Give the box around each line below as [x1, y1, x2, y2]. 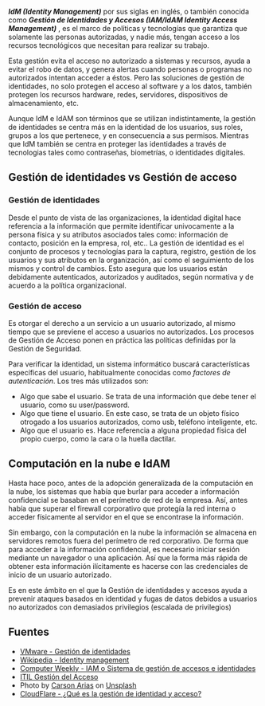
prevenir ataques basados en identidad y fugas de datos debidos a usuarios [8, 594, 258, 603]
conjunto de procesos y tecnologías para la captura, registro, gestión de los [8, 246, 256, 256]
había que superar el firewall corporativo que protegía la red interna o [8, 504, 236, 513]
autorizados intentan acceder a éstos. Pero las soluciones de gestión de [8, 73, 245, 82]
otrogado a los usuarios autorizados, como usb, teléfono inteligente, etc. [19, 417, 258, 426]
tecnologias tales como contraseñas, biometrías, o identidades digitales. [8, 147, 246, 157]
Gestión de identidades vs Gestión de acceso [8, 171, 237, 184]
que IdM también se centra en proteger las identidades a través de [8, 139, 227, 148]
